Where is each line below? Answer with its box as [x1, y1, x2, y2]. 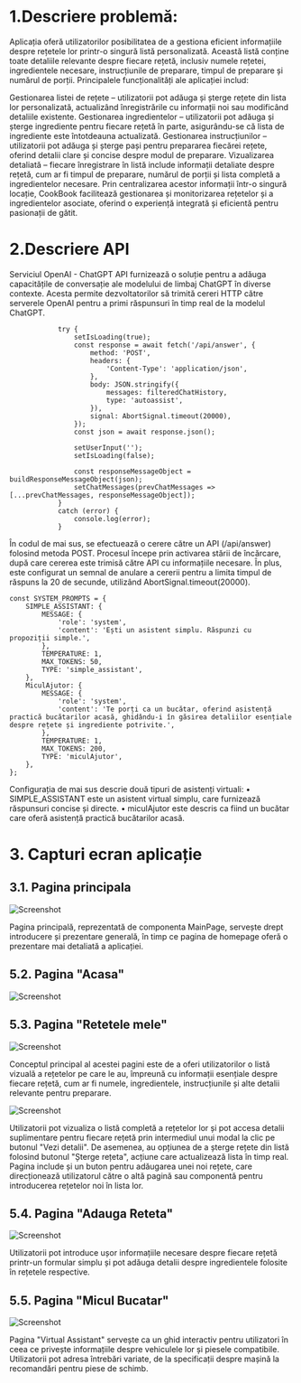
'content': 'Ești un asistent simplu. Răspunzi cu [57, 625, 252, 634]
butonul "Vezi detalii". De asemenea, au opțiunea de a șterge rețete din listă [9, 1141, 290, 1153]
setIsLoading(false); [73, 451, 155, 460]
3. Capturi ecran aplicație [9, 845, 203, 864]
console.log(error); [73, 514, 151, 523]
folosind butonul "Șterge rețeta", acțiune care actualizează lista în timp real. [9, 1151, 289, 1162]
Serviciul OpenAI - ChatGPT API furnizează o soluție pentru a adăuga [9, 268, 267, 279]
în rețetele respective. [9, 1266, 90, 1277]
